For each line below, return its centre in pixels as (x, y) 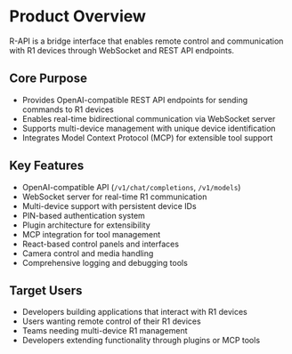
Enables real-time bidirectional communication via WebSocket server (149, 118)
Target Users (46, 290)
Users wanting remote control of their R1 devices (112, 321)
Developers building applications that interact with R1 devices (134, 312)
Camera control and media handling (88, 253)
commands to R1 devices (68, 109)
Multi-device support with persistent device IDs (109, 205)
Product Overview (78, 16)
